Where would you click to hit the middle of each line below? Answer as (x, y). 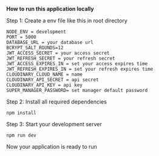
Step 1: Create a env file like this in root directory (67, 20)
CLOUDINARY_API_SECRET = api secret (52, 80)
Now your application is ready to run (52, 147)
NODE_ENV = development (36, 32)
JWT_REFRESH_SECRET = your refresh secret (61, 58)
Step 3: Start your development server (54, 124)
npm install (21, 113)
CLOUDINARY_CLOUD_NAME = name (45, 74)
